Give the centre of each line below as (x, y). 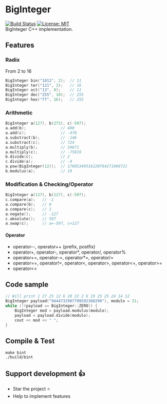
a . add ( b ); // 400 (40, 128)
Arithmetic (19, 112)
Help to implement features (42, 396)
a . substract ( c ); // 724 (40, 142)
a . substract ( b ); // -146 (41, 138)
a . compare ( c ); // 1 (29, 209)
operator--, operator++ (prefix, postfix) (54, 246)
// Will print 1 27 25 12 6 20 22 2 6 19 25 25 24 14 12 (68, 296)
